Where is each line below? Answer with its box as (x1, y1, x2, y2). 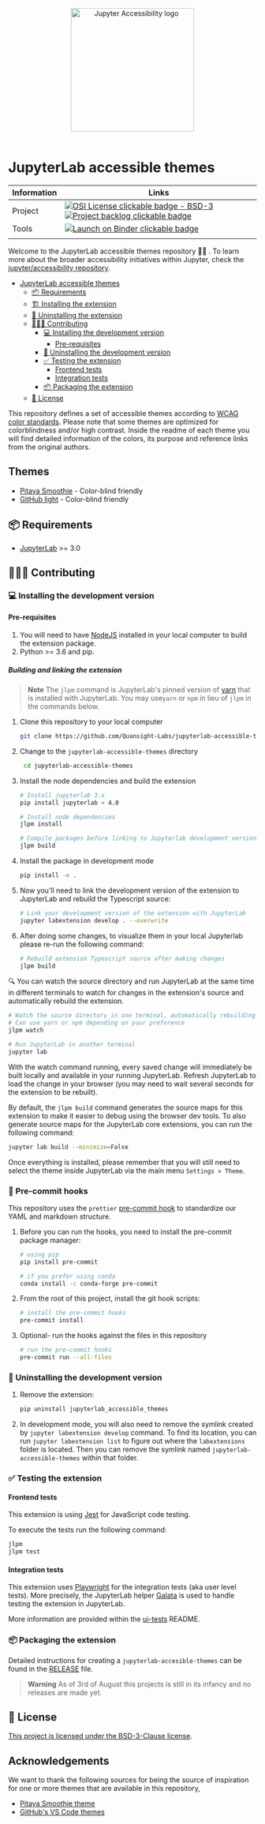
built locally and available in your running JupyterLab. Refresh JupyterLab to (8, 1070, 256, 1080)
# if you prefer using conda (19, 1272, 116, 1280)
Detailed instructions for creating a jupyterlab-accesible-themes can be (8, 1655, 242, 1665)
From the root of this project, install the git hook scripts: (19, 1294, 200, 1303)
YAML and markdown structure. (8, 1212, 112, 1221)
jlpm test (8, 1548, 41, 1556)
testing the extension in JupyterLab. (8, 1599, 125, 1609)
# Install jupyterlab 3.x (19, 791, 105, 800)
